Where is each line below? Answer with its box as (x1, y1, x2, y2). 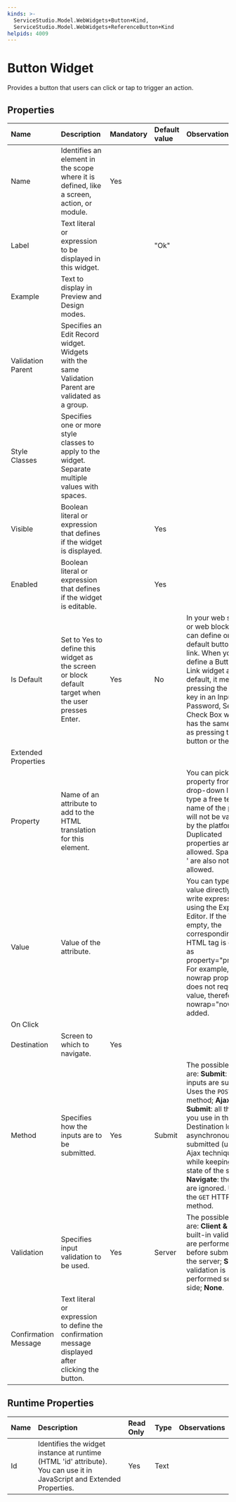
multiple (60, 473, 88, 482)
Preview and (60, 292, 102, 301)
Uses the (185, 1087, 216, 1096)
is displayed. (60, 546, 103, 556)
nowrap (185, 973, 212, 982)
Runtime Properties (7, 1397, 94, 1409)
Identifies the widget (37, 1439, 105, 1448)
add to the (60, 808, 95, 817)
